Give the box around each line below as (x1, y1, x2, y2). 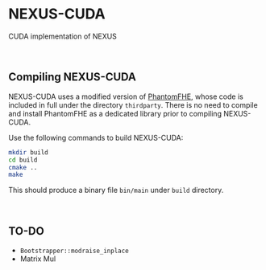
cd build (8, 156, 38, 164)
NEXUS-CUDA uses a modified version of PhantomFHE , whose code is (8, 92, 243, 101)
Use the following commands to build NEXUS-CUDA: (8, 133, 184, 142)
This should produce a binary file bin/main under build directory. (8, 186, 224, 195)
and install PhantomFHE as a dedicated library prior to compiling (8, 108, 222, 118)
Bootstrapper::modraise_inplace (19, 247, 129, 256)
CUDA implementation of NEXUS (8, 31, 117, 41)
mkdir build (8, 148, 48, 157)
